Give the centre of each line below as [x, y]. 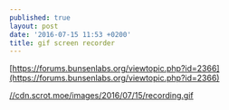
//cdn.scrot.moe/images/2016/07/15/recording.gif [101, 96]
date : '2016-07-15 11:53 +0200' [70, 34]
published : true [40, 18]
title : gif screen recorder [62, 43]
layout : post [34, 26]
